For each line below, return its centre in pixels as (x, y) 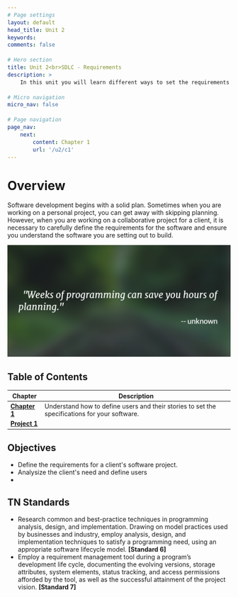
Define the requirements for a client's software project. (98, 465)
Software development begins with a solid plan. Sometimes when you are (114, 205)
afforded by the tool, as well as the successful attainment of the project (121, 580)
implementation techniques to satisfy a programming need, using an (117, 542)
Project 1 (24, 424)
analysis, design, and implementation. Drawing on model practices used (123, 527)
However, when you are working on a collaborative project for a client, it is (115, 221)
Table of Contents (48, 377)
